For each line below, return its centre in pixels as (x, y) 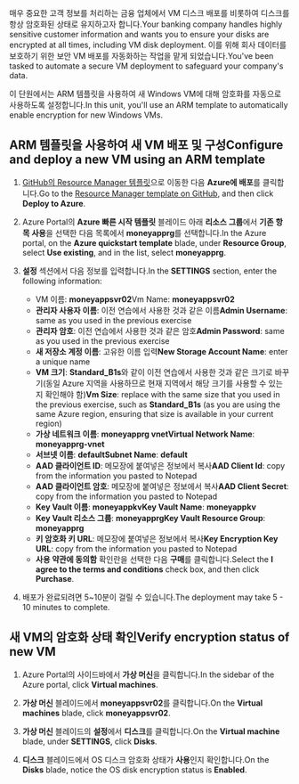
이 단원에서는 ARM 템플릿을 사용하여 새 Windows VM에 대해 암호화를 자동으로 (145, 94)
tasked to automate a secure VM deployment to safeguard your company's (146, 66)
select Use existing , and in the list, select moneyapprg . (124, 252)
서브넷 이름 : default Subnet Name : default (112, 454)
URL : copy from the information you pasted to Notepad (136, 548)
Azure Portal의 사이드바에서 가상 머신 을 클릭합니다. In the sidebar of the (148, 674)
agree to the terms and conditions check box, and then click (147, 569)
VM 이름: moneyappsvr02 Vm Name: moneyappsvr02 (135, 299)
